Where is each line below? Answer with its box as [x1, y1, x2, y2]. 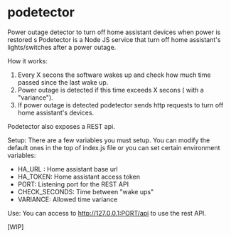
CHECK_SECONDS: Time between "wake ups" [17, 187, 154, 196]
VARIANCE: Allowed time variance [17, 195, 118, 204]
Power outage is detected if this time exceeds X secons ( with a [17, 85, 204, 94]
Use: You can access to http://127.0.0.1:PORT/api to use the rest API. [7, 209, 206, 217]
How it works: [7, 56, 48, 65]
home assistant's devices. [17, 108, 95, 117]
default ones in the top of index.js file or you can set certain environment [7, 143, 220, 152]
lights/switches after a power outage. [7, 43, 117, 51]
